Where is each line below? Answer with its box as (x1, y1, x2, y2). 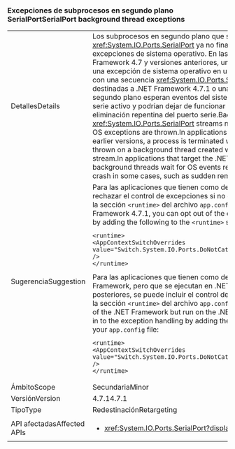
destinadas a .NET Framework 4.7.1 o (92, 84, 217, 94)
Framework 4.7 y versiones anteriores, (92, 58, 219, 68)
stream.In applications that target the (92, 154, 213, 163)
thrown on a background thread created (92, 145, 224, 155)
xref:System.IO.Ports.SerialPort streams (92, 119, 223, 128)
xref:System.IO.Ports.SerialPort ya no (92, 41, 215, 50)
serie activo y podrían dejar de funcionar (92, 101, 226, 111)
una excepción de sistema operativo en (92, 66, 222, 76)
